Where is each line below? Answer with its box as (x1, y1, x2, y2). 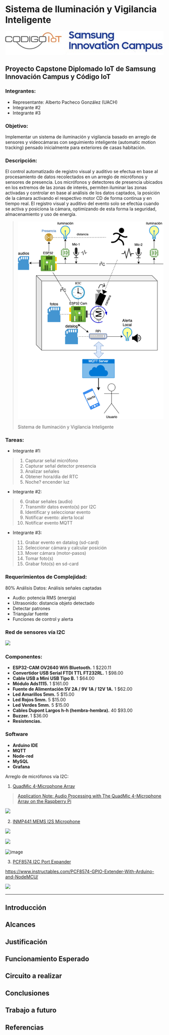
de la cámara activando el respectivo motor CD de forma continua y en (5, 195, 152, 201)
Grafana (12, 764, 30, 770)
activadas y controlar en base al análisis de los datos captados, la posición (5, 190, 160, 196)
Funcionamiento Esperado (5, 955, 90, 964)
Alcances (5, 920, 36, 929)
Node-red (12, 753, 34, 759)
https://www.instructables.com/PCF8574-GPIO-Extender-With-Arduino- (5, 868, 154, 874)
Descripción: (5, 157, 38, 164)
